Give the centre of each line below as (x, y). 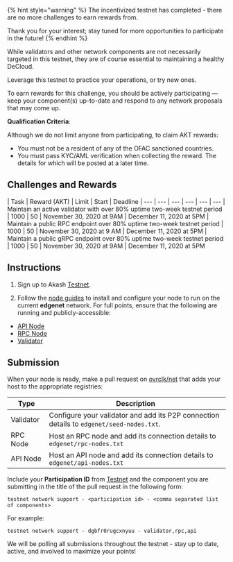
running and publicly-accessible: (64, 312)
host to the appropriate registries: (55, 386)
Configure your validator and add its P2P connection (134, 416)
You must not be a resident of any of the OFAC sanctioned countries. (115, 148)
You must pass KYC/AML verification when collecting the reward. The (117, 156)
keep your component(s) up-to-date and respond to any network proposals (115, 101)
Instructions (34, 267)
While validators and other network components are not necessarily (104, 52)
